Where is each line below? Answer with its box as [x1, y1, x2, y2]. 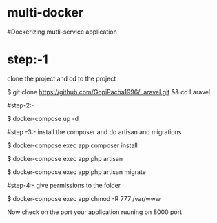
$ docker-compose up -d [7, 114, 79, 123]
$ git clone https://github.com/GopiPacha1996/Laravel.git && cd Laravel [7, 87, 211, 96]
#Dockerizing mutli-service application [7, 28, 117, 36]
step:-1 [7, 52, 48, 67]
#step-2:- [7, 101, 34, 109]
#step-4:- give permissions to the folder [7, 181, 121, 189]
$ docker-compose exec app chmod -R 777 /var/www [7, 194, 161, 202]
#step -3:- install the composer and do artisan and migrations [7, 127, 182, 136]
